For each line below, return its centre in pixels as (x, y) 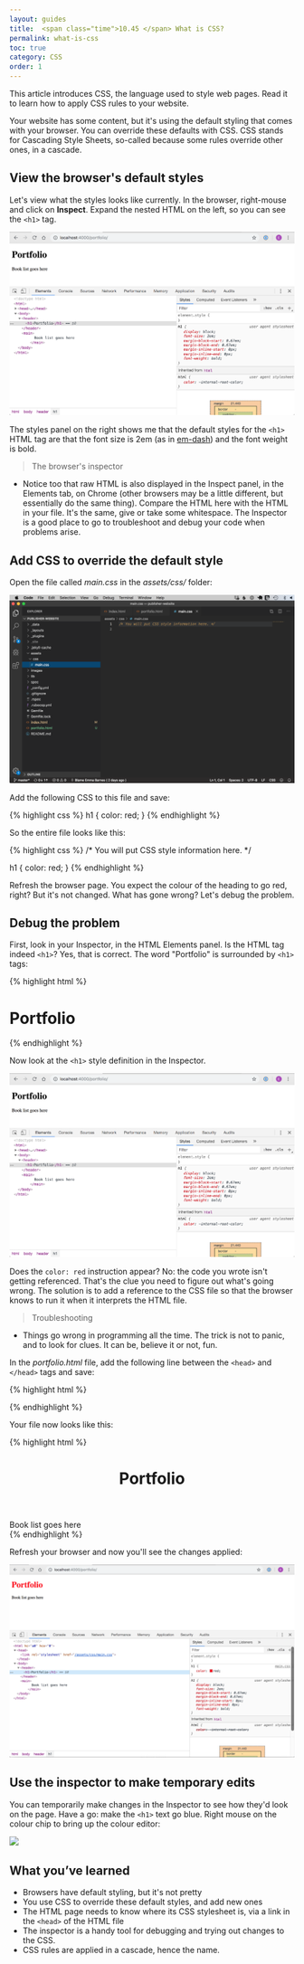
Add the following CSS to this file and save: (90, 797)
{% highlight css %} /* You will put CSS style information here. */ (130, 849)
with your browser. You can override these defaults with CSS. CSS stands (147, 130)
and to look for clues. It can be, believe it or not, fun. (120, 1344)
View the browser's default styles (107, 178)
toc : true (28, 48)
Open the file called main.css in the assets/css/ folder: (111, 583)
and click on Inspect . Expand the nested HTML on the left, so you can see (148, 209)
